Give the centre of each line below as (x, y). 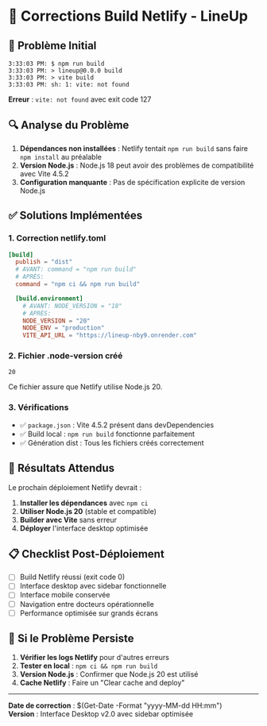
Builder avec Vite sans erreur (68, 519)
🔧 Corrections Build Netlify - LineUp (128, 16)
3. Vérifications (39, 407)
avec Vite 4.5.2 (44, 173)
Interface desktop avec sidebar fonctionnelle (93, 586)
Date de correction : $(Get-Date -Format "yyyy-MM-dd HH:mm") (115, 705)
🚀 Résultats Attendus (62, 468)
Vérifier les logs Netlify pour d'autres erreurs (94, 658)
